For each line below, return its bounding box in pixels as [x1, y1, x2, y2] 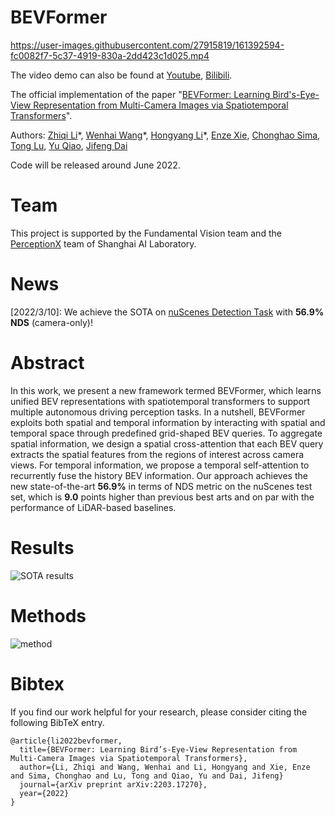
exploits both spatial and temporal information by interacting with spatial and [10, 416, 326, 428]
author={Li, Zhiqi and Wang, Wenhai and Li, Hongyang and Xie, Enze [19, 762, 311, 772]
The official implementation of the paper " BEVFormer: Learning [10, 88, 271, 100]
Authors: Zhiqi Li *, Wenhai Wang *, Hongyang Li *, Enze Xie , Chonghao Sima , [10, 129, 321, 141]
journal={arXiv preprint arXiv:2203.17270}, [19, 779, 208, 790]
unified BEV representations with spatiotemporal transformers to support [10, 395, 310, 407]
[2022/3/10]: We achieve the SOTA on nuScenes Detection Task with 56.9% [10, 306, 325, 318]
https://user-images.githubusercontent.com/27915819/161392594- [10, 39, 285, 51]
